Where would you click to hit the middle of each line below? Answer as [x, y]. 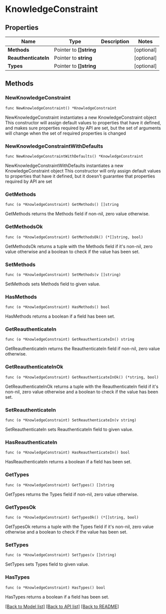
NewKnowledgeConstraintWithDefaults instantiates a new [64, 166]
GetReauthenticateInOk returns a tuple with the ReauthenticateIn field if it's [82, 386]
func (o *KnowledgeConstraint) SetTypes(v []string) [61, 555]
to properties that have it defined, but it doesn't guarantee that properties [80, 176]
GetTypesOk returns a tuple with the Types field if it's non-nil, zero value [80, 526]
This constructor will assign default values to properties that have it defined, [83, 122]
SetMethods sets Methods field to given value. [53, 284]
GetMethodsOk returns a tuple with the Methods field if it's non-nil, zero [79, 246]
